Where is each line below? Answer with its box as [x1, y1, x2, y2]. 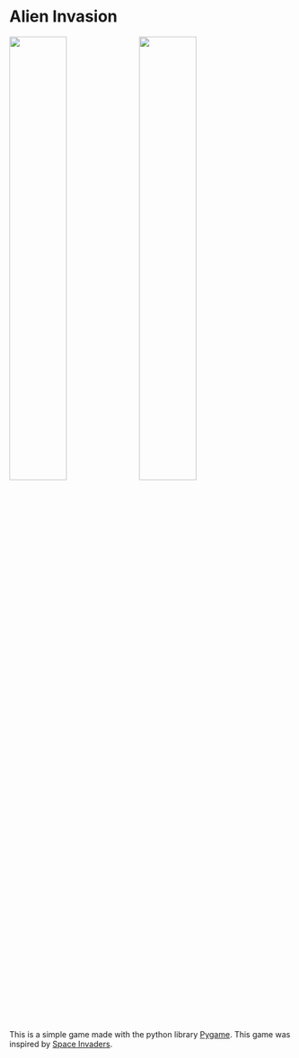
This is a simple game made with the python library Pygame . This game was [9, 1028, 291, 1039]
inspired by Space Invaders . [9, 1038, 113, 1049]
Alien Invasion [9, 6, 119, 27]
